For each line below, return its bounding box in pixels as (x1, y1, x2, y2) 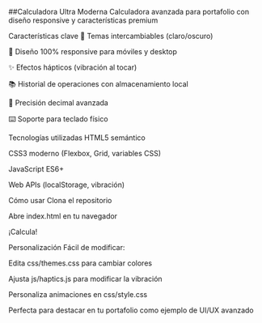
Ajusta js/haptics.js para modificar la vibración (8, 274, 163, 283)
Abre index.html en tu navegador (8, 211, 118, 221)
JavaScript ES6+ (8, 164, 65, 173)
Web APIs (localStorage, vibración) (8, 180, 125, 189)
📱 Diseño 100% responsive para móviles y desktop (8, 47, 178, 56)
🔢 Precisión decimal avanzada (8, 98, 109, 108)
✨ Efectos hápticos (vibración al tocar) (8, 62, 137, 72)
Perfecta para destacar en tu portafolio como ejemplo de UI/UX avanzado (8, 305, 254, 315)
